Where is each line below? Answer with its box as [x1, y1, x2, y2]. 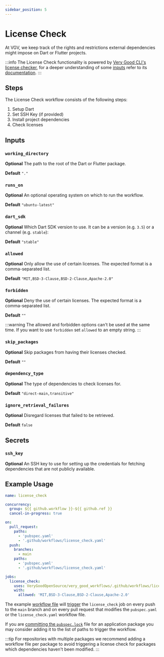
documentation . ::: [5, 70, 42, 75]
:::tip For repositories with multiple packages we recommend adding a [5, 636, 145, 642]
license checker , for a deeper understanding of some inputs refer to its [5, 64, 147, 70]
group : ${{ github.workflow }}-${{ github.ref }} [9, 507, 112, 511]
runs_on [5, 182, 23, 188]
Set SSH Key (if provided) [12, 111, 64, 118]
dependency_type [5, 371, 44, 376]
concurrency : [5, 502, 32, 507]
